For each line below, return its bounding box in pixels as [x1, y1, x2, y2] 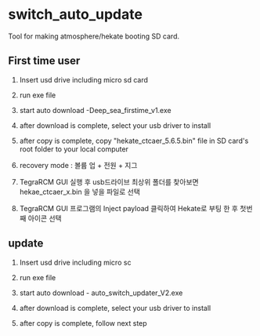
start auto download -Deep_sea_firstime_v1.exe [19, 105, 172, 115]
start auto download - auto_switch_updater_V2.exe [19, 288, 183, 298]
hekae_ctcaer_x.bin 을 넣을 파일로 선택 [19, 187, 141, 196]
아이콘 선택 [27, 214, 62, 223]
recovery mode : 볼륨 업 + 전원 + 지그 [19, 160, 138, 170]
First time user [8, 54, 81, 68]
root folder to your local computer [19, 144, 129, 154]
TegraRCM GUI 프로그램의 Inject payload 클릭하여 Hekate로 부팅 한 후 [19, 203, 239, 213]
